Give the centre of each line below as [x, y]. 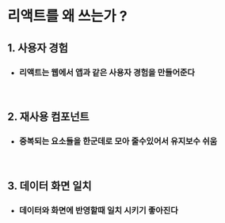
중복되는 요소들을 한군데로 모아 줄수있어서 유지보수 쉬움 [118, 142]
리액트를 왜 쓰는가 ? [67, 16]
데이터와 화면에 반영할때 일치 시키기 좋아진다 [99, 210]
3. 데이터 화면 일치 [50, 185]
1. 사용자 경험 [38, 48]
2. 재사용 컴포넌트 [48, 117]
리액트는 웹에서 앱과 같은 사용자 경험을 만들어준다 [107, 72]
